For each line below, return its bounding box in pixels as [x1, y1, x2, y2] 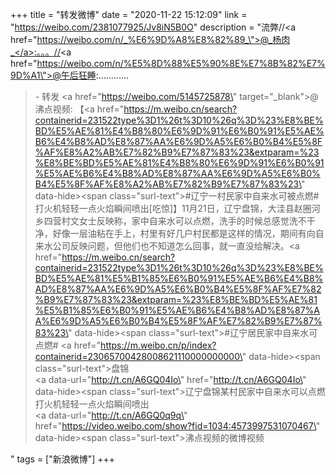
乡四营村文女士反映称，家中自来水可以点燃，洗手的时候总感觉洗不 [34, 215, 307, 227]
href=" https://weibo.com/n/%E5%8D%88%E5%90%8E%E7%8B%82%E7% [10, 58, 326, 69]
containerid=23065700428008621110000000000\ [34, 351, 243, 362]
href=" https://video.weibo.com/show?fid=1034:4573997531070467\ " [34, 420, 321, 432]
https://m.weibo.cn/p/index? [100, 339, 217, 351]
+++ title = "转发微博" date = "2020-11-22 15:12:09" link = [10, 9, 248, 20]
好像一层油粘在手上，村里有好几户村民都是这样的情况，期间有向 [52, 228, 316, 239]
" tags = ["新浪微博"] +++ [10, 453, 116, 465]
